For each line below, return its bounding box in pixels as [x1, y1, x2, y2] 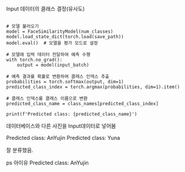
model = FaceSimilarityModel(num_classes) [6, 29, 113, 35]
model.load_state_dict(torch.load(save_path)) [6, 34, 124, 40]
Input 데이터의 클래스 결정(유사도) [6, 5, 85, 12]
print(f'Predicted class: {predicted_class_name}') [6, 111, 137, 117]
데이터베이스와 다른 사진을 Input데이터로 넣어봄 [6, 123, 116, 129]
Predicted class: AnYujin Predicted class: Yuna [6, 135, 121, 141]
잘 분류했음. [6, 146, 34, 154]
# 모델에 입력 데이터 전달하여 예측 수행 [6, 52, 91, 58]
